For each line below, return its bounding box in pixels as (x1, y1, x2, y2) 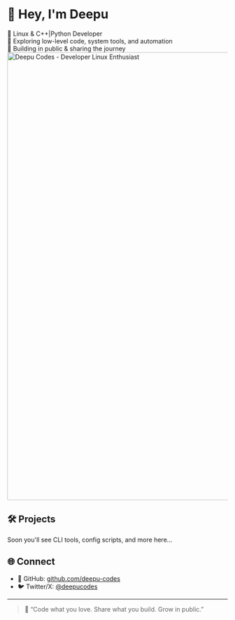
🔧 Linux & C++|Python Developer (7, 29, 103, 38)
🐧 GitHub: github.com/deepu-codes (17, 574, 121, 583)
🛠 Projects (7, 514, 56, 526)
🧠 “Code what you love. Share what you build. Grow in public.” (24, 605, 204, 613)
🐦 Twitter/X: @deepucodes (17, 582, 98, 591)
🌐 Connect (7, 556, 55, 568)
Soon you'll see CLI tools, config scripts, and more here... (7, 535, 173, 544)
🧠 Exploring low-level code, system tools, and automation (7, 36, 173, 45)
